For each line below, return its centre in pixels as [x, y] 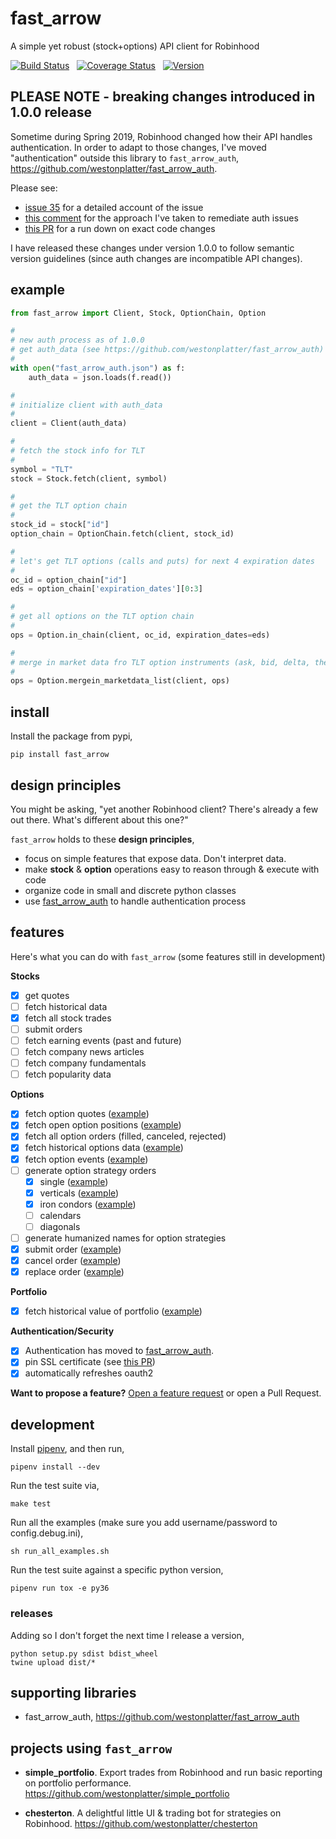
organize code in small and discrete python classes [130, 890]
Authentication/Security [62, 1331]
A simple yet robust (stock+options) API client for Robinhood [135, 46]
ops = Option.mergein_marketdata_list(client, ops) [120, 681]
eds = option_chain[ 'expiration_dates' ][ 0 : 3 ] [106, 589]
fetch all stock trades [68, 1018]
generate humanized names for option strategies [125, 1238]
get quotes [47, 995]
